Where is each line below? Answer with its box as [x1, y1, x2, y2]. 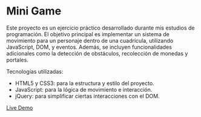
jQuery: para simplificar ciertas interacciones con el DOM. [15, 92, 160, 100]
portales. [6, 56, 28, 63]
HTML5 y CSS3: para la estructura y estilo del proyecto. [15, 80, 154, 87]
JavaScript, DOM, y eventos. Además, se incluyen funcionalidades [6, 43, 173, 51]
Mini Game [6, 4, 62, 18]
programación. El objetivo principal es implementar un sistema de [6, 30, 170, 37]
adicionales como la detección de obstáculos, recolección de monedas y [6, 49, 188, 57]
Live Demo [6, 104, 33, 111]
